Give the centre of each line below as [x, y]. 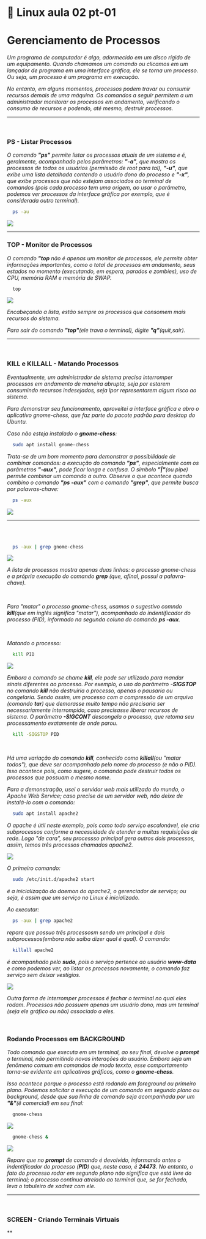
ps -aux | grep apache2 [42, 921]
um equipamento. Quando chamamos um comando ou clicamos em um [97, 64]
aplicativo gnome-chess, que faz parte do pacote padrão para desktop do [101, 415]
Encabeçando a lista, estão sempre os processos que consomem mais [96, 312]
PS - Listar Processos [39, 142]
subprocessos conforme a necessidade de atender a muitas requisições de [102, 832]
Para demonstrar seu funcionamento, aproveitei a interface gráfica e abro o [103, 408]
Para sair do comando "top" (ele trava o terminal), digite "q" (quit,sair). [96, 331]
